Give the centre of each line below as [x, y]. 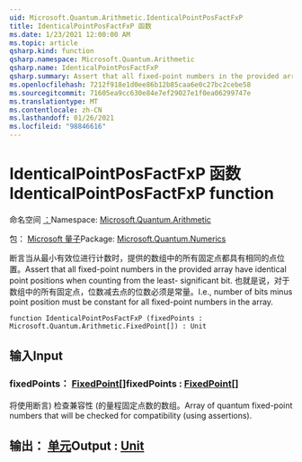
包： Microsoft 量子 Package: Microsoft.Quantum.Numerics [118, 239]
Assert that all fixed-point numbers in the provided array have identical [156, 269]
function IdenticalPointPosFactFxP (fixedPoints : [106, 318]
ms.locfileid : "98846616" [58, 127]
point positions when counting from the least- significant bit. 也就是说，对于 [150, 280]
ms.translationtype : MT [54, 101]
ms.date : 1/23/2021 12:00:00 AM [70, 34]
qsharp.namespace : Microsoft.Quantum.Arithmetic [102, 59]
